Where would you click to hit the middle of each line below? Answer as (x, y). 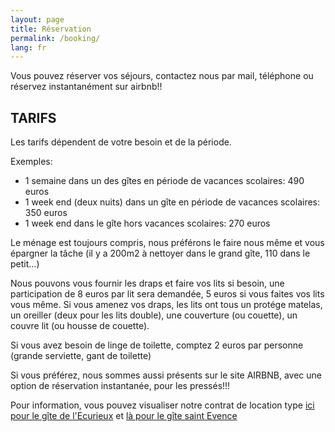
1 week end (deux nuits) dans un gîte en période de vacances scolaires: (172, 202)
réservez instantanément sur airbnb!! (86, 87)
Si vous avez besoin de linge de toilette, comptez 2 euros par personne (157, 345)
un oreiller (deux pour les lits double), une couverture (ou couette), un (154, 315)
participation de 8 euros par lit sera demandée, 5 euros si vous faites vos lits (167, 294)
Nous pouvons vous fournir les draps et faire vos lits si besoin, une (147, 283)
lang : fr (28, 47)
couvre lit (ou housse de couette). (80, 326)
